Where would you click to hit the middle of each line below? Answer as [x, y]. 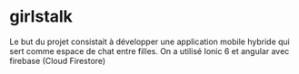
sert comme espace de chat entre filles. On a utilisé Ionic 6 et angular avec [149, 51]
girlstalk [41, 17]
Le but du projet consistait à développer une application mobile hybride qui [150, 42]
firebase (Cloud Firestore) [58, 60]
